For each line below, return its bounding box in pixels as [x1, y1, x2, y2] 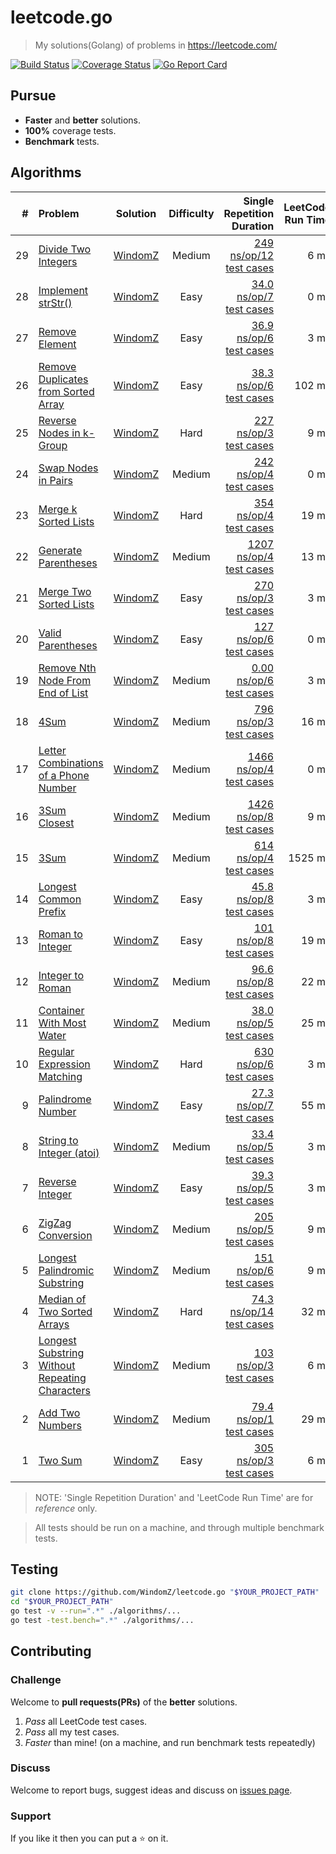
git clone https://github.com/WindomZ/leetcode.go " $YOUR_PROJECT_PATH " [10, 1587, 320, 1598]
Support [10, 1809, 52, 1823]
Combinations [38, 756, 104, 770]
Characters [38, 1383, 91, 1397]
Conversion [38, 1228, 93, 1242]
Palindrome [38, 1092, 92, 1106]
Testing [10, 1561, 59, 1578]
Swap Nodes [38, 461, 99, 475]
